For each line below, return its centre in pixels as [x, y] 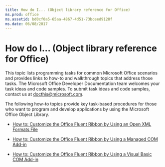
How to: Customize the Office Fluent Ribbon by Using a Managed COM [85, 139]
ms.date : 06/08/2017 [27, 24]
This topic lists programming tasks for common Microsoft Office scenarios [82, 73]
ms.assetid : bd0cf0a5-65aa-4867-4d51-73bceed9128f [59, 19]
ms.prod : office [22, 14]
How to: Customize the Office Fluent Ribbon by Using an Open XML [82, 124]
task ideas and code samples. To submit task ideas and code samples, [78, 89]
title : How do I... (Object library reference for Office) [68, 10]
